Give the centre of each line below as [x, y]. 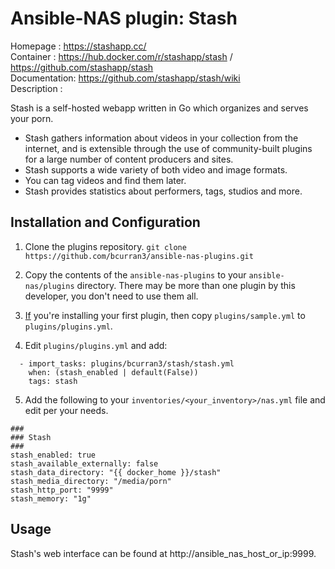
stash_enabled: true [53, 455]
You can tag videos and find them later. [105, 180]
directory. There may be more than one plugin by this [186, 285]
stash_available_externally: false [84, 463]
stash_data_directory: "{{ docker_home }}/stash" [116, 472]
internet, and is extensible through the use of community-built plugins [168, 148]
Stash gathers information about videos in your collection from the [161, 138]
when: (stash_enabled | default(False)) [113, 372]
